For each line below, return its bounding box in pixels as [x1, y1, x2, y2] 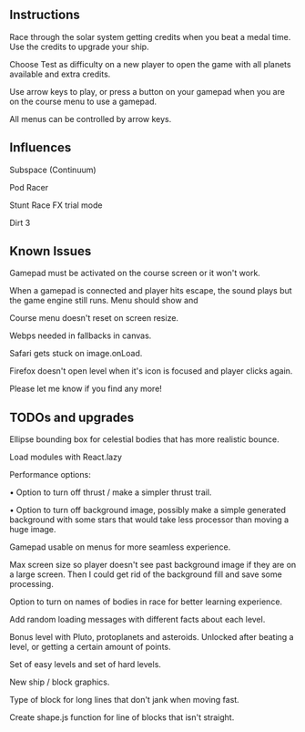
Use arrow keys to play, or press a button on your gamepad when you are [9, 86, 285, 97]
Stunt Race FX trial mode [9, 200, 103, 211]
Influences [9, 140, 72, 156]
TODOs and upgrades [9, 409, 135, 425]
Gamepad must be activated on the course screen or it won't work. [9, 268, 261, 279]
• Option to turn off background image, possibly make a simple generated [9, 505, 287, 516]
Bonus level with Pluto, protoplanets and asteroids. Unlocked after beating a [9, 632, 294, 643]
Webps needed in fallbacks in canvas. [9, 330, 152, 341]
